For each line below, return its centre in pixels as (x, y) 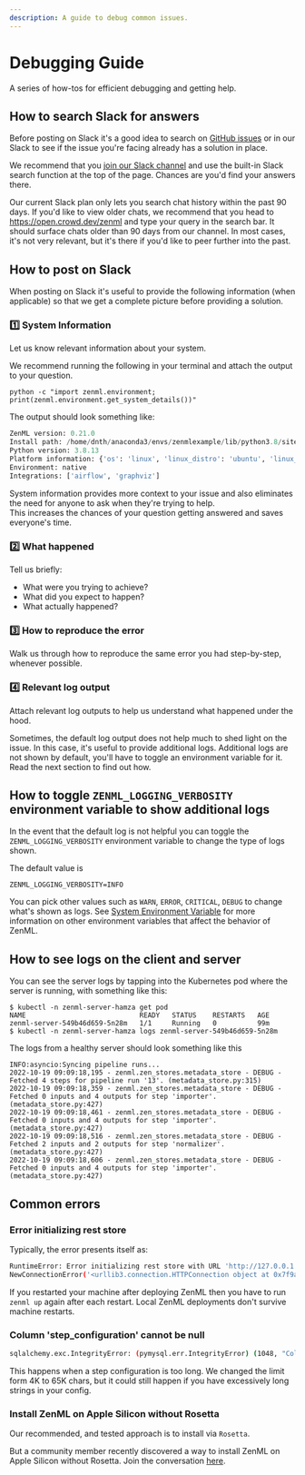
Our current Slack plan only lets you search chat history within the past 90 (148, 203)
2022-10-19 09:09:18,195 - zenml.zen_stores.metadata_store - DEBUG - (146, 1073)
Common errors (55, 1204)
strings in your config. (50, 1390)
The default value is (46, 868)
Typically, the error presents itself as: (79, 1249)
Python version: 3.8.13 (54, 450)
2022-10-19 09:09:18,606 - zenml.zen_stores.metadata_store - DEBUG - (146, 1160)
